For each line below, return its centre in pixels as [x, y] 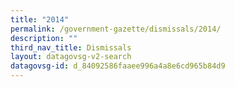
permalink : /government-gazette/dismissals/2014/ [116, 29]
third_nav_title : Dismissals [71, 47]
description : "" [44, 38]
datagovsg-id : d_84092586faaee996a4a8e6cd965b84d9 [118, 66]
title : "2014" [40, 19]
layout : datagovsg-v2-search [71, 57]
